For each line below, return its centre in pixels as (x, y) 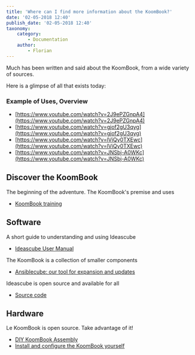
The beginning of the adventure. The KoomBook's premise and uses (90, 192)
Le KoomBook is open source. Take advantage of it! (70, 328)
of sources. (20, 74)
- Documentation (48, 40)
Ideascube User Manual (44, 248)
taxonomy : (19, 28)
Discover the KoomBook (52, 177)
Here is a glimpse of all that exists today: (56, 86)
